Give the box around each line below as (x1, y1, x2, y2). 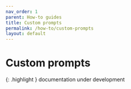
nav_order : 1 (5, 8, 38, 15)
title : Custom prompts (5, 20, 62, 26)
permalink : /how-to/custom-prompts (5, 25, 94, 31)
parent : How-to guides (5, 14, 62, 20)
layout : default (5, 31, 46, 37)
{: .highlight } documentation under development (5, 76, 125, 83)
